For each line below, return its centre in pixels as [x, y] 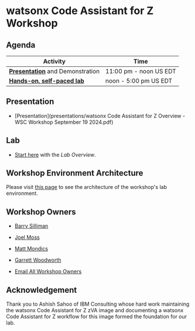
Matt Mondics [31, 249]
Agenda [21, 45]
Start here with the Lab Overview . [55, 154]
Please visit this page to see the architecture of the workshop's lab [86, 187]
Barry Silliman [31, 226]
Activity [54, 61]
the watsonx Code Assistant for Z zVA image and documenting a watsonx [95, 310]
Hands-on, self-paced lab [47, 81]
